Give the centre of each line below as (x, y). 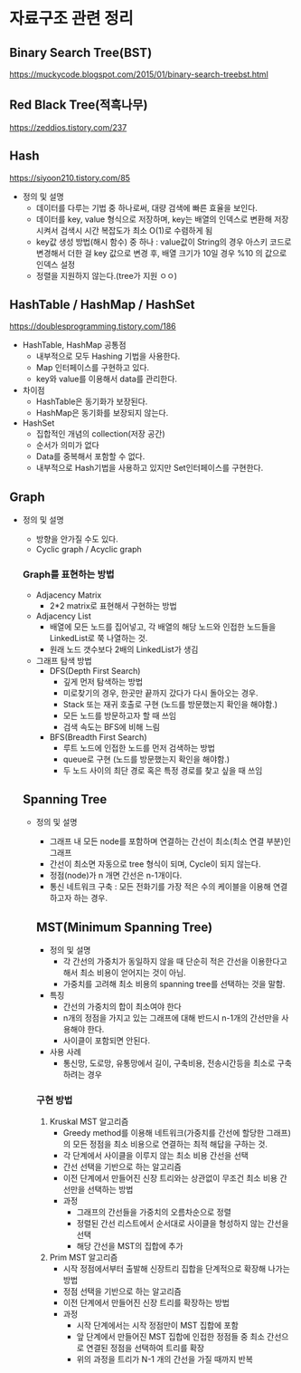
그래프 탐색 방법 (64, 660)
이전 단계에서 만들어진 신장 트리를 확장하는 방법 (146, 1303)
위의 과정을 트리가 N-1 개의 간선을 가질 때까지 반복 (165, 1359)
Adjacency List (64, 616)
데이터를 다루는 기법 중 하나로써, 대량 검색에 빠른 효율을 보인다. (146, 207)
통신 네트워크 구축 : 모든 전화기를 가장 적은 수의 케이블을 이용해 (160, 887)
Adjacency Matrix (69, 595)
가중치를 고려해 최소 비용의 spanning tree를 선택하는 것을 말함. (174, 984)
